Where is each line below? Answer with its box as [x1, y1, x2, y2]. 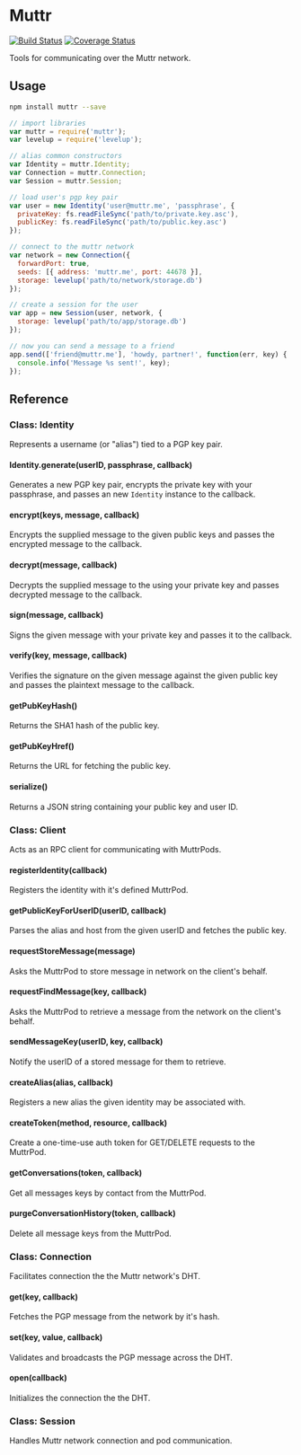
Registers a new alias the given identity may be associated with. [9, 1097, 246, 1107]
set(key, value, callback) [9, 1331, 103, 1343]
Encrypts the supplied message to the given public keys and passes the [9, 529, 276, 540]
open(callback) [9, 1372, 67, 1383]
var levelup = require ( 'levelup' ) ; [9, 136, 143, 145]
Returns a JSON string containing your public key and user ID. [9, 801, 239, 812]
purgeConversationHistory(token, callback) [9, 1208, 176, 1219]
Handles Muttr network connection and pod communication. [9, 1435, 233, 1446]
